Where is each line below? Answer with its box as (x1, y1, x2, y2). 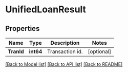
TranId (8, 48, 24, 55)
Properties (5, 24, 40, 33)
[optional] (88, 48, 112, 55)
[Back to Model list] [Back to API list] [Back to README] (5, 61, 123, 67)
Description (50, 40, 80, 46)
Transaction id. (47, 48, 83, 55)
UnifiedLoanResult (5, 4, 86, 15)
